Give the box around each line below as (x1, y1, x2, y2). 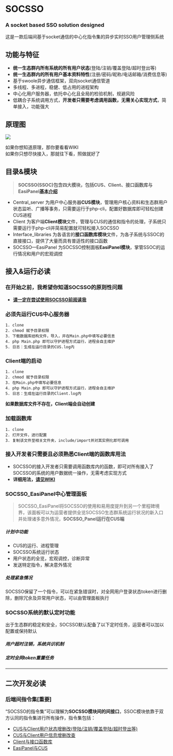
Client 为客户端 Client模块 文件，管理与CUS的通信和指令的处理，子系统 (12, 218, 162, 224)
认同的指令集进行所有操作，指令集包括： (9, 715, 96, 721)
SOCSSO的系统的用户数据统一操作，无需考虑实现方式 (12, 470, 127, 476)
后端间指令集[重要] (5, 695, 52, 703)
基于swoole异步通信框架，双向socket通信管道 (12, 78, 110, 84)
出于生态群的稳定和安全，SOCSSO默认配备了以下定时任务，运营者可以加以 (5, 622, 164, 628)
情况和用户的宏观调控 (17, 250, 63, 257)
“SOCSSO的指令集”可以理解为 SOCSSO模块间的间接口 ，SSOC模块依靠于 (5, 708, 160, 715)
